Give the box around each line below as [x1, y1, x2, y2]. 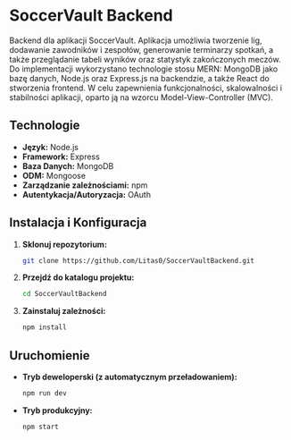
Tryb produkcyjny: [21, 404, 93, 416]
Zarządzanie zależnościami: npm [21, 180, 148, 190]
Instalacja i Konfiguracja [9, 216, 147, 231]
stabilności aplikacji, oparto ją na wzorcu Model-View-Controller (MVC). [9, 91, 274, 103]
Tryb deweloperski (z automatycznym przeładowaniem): [21, 372, 238, 382]
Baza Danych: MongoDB [21, 160, 114, 171]
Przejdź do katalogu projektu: [21, 272, 135, 283]
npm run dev [21, 389, 67, 398]
